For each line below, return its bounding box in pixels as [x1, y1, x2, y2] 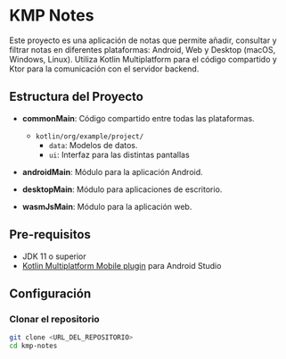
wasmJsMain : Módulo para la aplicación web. [21, 201, 192, 212]
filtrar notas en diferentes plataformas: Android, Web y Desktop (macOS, [9, 44, 276, 54]
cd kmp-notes [9, 341, 58, 351]
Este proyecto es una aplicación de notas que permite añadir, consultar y [9, 35, 278, 46]
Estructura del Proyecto [9, 89, 144, 104]
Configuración [9, 286, 92, 301]
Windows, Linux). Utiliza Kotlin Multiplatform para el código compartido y [9, 54, 278, 64]
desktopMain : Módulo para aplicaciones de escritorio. [21, 184, 223, 195]
